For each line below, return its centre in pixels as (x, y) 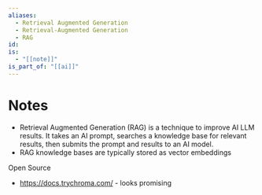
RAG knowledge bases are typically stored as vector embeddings (125, 152)
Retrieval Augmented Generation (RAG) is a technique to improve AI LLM (137, 127)
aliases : (22, 15)
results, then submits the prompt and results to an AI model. (116, 144)
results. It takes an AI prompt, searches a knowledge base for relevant (133, 135)
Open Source (30, 167)
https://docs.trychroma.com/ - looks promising (95, 182)
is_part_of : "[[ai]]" (44, 67)
